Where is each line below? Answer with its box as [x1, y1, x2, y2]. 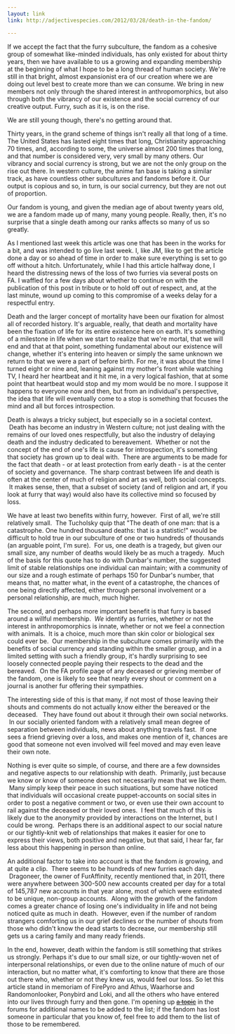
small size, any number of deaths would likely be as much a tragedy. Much [7, 548, 224, 557]
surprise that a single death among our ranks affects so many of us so [7, 217, 210, 226]
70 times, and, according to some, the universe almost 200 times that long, [7, 144, 224, 153]
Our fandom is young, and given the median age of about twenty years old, [7, 202, 224, 211]
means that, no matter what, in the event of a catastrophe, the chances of [7, 578, 220, 587]
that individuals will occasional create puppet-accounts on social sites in [7, 791, 217, 799]
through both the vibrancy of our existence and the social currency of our [7, 94, 220, 103]
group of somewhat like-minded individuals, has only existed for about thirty [7, 50, 228, 58]
